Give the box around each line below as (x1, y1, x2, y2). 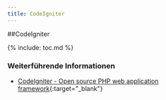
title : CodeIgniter (7, 10, 65, 18)
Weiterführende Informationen (7, 61, 116, 70)
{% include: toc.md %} (7, 43, 74, 51)
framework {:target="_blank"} (17, 84, 103, 92)
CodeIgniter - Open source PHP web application (17, 77, 159, 85)
